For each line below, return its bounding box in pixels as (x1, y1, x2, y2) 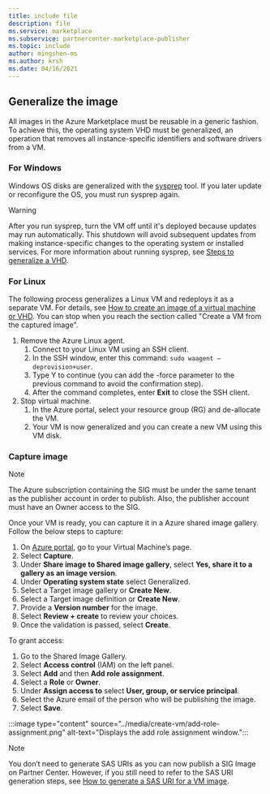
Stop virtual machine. (19, 396, 92, 406)
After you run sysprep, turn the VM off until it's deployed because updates (8, 221, 257, 231)
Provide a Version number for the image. (19, 602, 158, 613)
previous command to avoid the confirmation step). (32, 379, 204, 389)
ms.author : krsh (8, 58, 63, 66)
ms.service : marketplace (8, 27, 92, 35)
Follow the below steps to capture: (8, 527, 124, 537)
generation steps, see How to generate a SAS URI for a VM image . (8, 776, 229, 786)
